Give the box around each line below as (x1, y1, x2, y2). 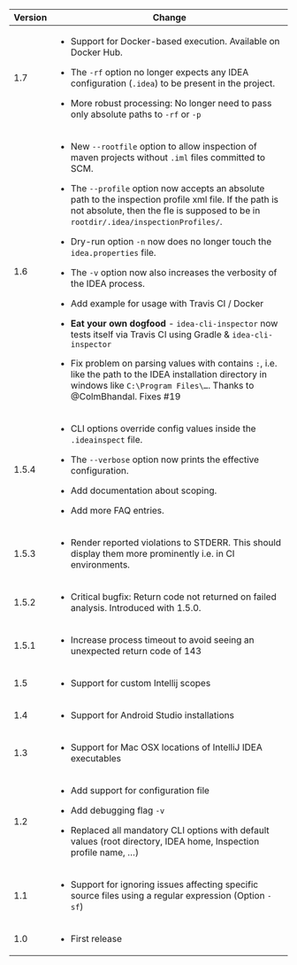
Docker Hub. (70, 46, 124, 58)
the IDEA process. (70, 278, 146, 289)
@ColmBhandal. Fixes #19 (70, 390, 181, 402)
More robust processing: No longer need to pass (70, 97, 272, 109)
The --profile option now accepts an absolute (70, 182, 265, 194)
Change (152, 12, 187, 23)
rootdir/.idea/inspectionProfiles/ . (70, 216, 223, 228)
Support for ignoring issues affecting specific (70, 878, 259, 891)
